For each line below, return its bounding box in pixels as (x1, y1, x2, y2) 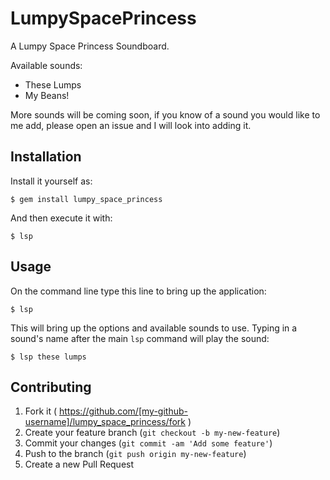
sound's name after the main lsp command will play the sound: (10, 332, 270, 344)
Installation (10, 148, 82, 166)
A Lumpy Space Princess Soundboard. (10, 40, 170, 52)
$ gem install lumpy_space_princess (10, 194, 163, 204)
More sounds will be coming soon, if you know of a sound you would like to (10, 108, 321, 121)
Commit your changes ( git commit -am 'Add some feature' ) (24, 437, 273, 449)
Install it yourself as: (10, 175, 93, 187)
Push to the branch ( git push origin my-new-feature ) (24, 448, 247, 460)
